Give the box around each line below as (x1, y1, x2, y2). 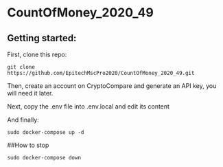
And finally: (7, 115, 39, 124)
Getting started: (7, 32, 77, 44)
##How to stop (7, 141, 49, 149)
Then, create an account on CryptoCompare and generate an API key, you (7, 82, 217, 90)
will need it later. (7, 89, 54, 97)
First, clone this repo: (7, 50, 67, 58)
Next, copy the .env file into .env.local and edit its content (7, 102, 170, 111)
